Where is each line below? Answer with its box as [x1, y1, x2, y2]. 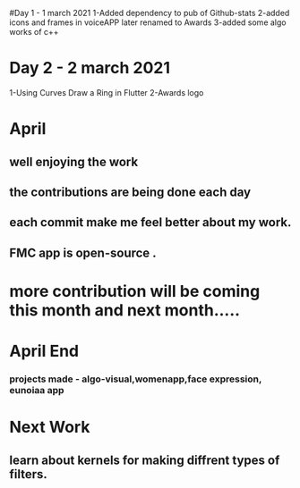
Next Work [9, 417, 90, 437]
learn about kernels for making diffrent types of [9, 452, 280, 467]
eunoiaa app [9, 383, 64, 396]
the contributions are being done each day [9, 184, 252, 199]
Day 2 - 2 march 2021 [9, 58, 171, 79]
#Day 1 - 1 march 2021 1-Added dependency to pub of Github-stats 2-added [9, 8, 290, 18]
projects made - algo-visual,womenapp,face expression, [9, 373, 262, 385]
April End [9, 341, 79, 361]
